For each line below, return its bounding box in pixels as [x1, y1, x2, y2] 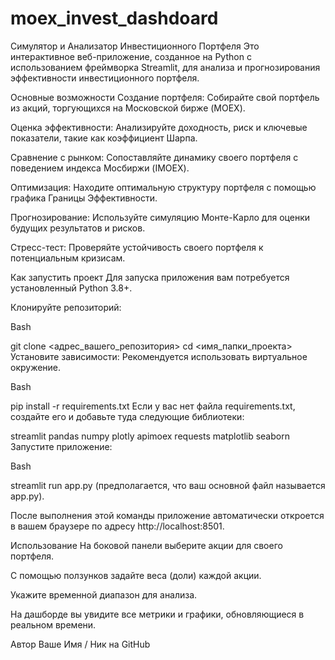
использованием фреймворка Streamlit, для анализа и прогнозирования [10, 61, 321, 73]
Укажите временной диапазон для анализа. [10, 588, 198, 601]
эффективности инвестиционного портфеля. [10, 72, 200, 84]
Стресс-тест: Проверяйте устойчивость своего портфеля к [10, 241, 264, 253]
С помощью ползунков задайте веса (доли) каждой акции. [10, 569, 262, 581]
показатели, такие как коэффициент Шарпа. [10, 132, 198, 144]
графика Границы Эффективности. [10, 192, 158, 204]
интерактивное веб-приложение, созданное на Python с [10, 50, 252, 62]
